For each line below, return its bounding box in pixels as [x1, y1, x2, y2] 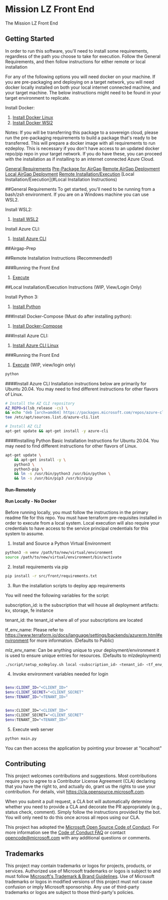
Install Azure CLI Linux [12, 342, 59, 348]
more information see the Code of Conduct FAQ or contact [5, 829, 126, 835]
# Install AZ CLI [5, 424, 41, 429]
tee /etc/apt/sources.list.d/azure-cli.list [5, 415, 99, 420]
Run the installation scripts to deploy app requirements [12, 582, 125, 588]
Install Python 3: [5, 294, 38, 300]
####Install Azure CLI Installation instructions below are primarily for [5, 380, 146, 386]
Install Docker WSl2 [12, 119, 53, 126]
